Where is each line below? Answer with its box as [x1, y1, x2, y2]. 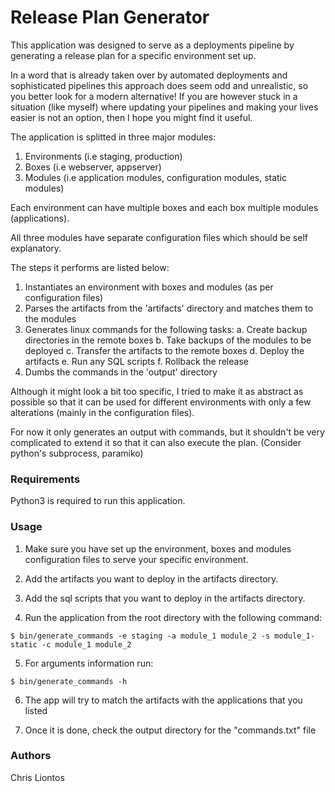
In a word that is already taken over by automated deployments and [10, 69, 288, 81]
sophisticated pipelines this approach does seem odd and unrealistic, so [10, 79, 309, 91]
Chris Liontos [10, 771, 65, 783]
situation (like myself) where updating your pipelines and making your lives [10, 101, 319, 113]
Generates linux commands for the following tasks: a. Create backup [24, 323, 308, 335]
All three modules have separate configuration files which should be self [10, 231, 308, 243]
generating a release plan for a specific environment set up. [10, 49, 257, 61]
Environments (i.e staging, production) [24, 150, 183, 162]
